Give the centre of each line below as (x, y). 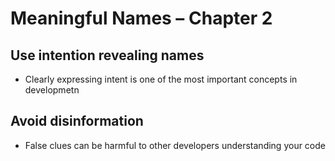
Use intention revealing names (107, 55)
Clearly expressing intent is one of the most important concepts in (161, 79)
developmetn (52, 90)
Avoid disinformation (77, 121)
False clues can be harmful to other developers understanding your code (175, 145)
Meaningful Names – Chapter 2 (141, 18)
